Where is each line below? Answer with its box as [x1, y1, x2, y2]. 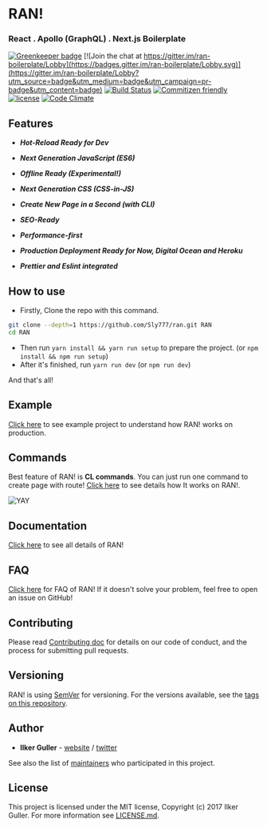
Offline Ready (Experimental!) [19, 169, 122, 178]
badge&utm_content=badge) [8, 85, 103, 95]
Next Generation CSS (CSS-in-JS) [19, 184, 135, 194]
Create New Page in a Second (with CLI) [19, 200, 155, 210]
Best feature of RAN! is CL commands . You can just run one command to [8, 472, 249, 482]
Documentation [8, 519, 88, 532]
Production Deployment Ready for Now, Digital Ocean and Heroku [19, 246, 243, 256]
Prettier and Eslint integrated [19, 261, 118, 271]
